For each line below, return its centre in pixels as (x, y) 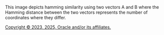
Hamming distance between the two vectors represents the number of (76, 12)
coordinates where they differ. (36, 17)
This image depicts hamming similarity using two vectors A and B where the (82, 7)
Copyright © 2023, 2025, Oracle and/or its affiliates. (58, 27)
